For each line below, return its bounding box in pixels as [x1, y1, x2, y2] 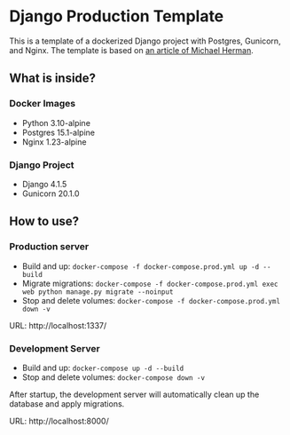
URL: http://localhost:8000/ [9, 415, 109, 426]
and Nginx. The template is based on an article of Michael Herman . [9, 44, 255, 55]
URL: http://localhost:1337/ [9, 320, 107, 330]
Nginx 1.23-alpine [21, 136, 87, 147]
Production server [9, 241, 90, 253]
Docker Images [9, 98, 76, 110]
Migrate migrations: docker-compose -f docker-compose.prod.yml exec [21, 278, 278, 289]
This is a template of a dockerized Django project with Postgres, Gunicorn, [9, 36, 281, 46]
